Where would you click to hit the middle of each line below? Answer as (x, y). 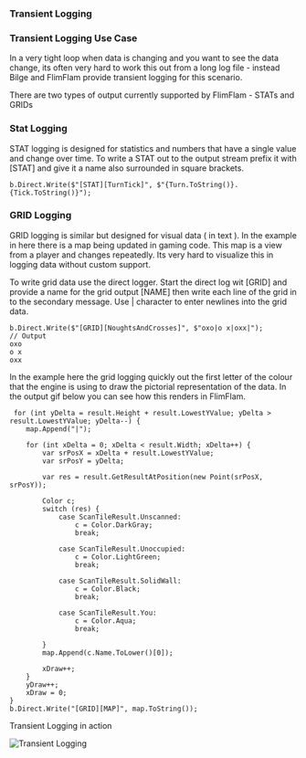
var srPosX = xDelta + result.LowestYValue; (128, 453)
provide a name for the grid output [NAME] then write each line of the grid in (153, 291)
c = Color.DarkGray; (114, 525)
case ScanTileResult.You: (107, 613)
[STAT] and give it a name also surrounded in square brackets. (127, 168)
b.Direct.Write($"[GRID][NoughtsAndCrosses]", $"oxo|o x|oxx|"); (136, 328)
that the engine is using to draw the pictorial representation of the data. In (148, 386)
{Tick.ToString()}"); (51, 193)
